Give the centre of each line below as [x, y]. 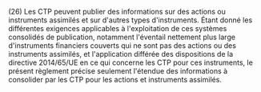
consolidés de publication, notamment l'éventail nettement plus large [122, 37]
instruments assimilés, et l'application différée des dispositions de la [121, 54]
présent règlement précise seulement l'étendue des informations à [118, 71]
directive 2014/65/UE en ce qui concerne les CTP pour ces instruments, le [131, 62]
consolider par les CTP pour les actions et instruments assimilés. [115, 80]
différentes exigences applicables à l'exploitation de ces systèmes [118, 28]
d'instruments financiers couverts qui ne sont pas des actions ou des [122, 46]
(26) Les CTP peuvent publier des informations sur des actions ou [117, 12]
